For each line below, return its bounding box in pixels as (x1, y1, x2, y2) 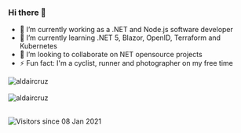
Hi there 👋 (8, 7, 47, 18)
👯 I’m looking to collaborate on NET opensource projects (19, 50, 203, 59)
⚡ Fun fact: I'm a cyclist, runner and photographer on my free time (19, 59, 233, 68)
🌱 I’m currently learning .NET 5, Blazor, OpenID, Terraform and (19, 33, 221, 42)
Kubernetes (19, 41, 57, 51)
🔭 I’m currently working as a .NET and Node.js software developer (19, 25, 234, 34)
